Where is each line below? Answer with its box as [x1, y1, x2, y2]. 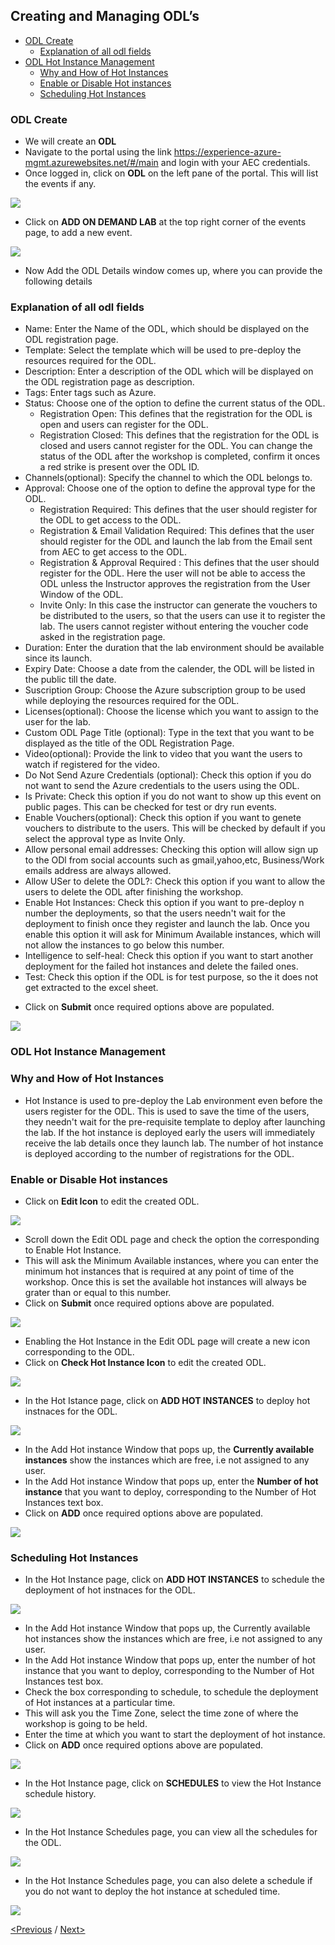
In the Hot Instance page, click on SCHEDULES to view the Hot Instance [24, 1777, 322, 1789]
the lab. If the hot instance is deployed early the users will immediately [24, 1126, 316, 1138]
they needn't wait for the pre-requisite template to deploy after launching [24, 1115, 326, 1128]
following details [24, 275, 93, 288]
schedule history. [24, 1788, 97, 1800]
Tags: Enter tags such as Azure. [24, 387, 157, 399]
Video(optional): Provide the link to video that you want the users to [24, 748, 303, 760]
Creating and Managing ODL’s [10, 8, 200, 25]
